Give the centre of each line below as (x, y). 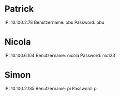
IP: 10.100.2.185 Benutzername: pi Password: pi (51, 88)
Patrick (19, 9)
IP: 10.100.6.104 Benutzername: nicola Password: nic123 (60, 55)
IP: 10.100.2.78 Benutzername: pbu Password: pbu (54, 22)
